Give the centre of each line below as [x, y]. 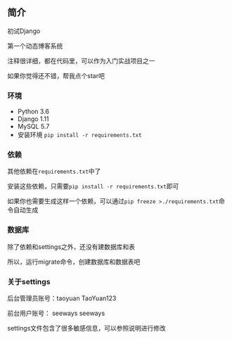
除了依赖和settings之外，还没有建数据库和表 [71, 247]
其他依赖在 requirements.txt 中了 [54, 172]
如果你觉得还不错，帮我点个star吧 [56, 75]
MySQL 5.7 [33, 127]
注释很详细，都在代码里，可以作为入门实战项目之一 [81, 60]
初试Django [24, 31]
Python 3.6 [33, 112]
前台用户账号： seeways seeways [56, 313]
